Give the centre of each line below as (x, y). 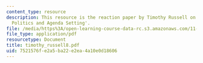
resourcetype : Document (36, 40)
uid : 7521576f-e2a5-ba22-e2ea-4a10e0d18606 (62, 51)
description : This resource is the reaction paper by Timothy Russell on (101, 17)
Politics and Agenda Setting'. (51, 23)
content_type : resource (36, 12)
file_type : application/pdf (42, 34)
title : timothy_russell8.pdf (43, 46)
